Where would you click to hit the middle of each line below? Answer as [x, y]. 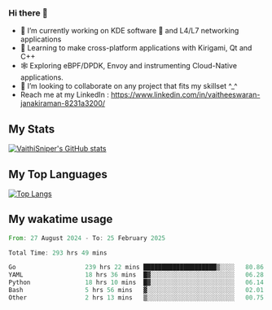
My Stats [32, 129]
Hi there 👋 [29, 13]
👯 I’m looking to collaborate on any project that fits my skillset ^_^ [129, 86]
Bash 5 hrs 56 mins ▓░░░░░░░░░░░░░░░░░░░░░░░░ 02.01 [136, 290]
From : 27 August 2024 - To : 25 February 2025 [87, 238]
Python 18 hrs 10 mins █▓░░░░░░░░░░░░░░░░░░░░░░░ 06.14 [136, 283]
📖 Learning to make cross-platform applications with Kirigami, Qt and [136, 48]
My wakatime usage [61, 219]
